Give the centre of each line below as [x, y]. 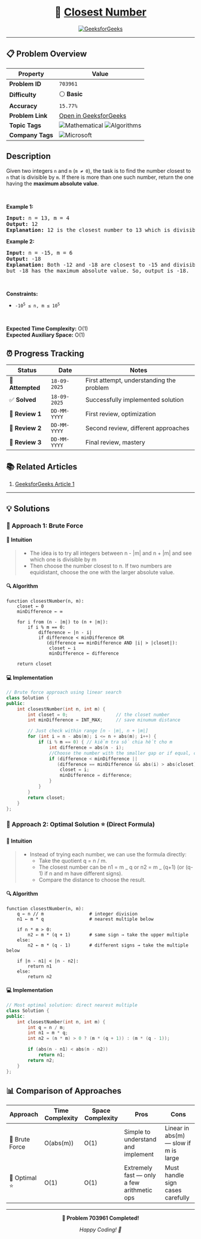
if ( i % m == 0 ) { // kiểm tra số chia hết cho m [105, 742]
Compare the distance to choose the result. [92, 880]
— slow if [178, 1143]
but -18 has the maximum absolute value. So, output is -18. [98, 271]
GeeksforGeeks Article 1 [45, 484]
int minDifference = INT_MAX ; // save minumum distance [104, 720]
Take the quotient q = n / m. [73, 860]
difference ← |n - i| [65, 632]
